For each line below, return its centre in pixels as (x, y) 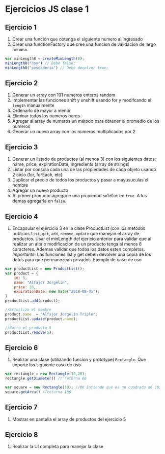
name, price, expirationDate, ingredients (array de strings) (71, 164)
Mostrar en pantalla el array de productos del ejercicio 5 (69, 419)
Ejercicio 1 (21, 27)
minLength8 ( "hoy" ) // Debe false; (41, 63)
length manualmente (33, 105)
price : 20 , (25, 287)
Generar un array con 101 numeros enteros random (64, 95)
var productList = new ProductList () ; (45, 269)
